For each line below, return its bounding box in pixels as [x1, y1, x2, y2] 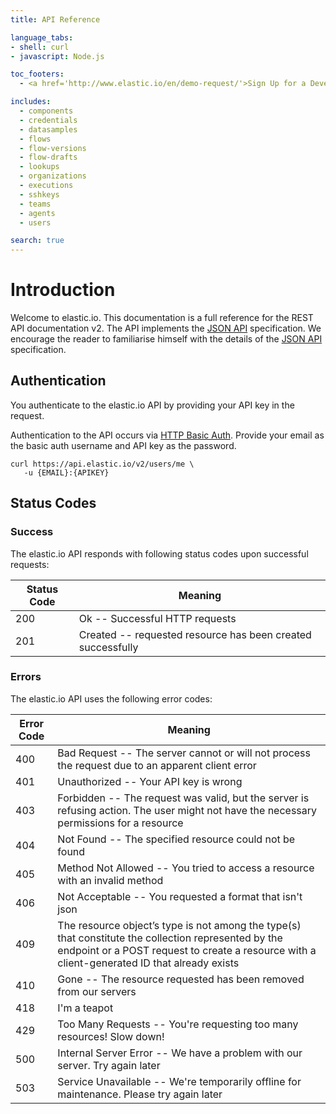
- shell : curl [10, 42, 70, 52]
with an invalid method [57, 873, 164, 887]
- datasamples [19, 124, 78, 135]
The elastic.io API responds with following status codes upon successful [10, 547, 309, 560]
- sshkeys [19, 189, 60, 200]
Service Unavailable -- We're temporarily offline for [57, 1074, 302, 1088]
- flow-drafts [19, 152, 78, 163]
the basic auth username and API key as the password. [10, 439, 237, 451]
